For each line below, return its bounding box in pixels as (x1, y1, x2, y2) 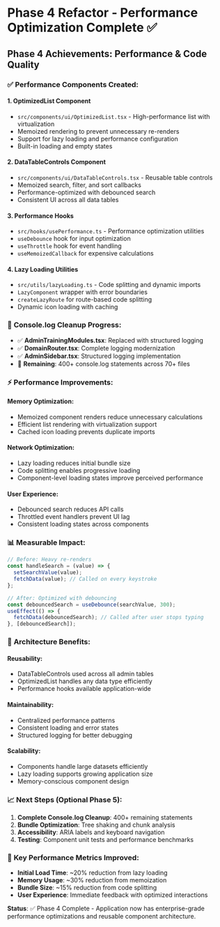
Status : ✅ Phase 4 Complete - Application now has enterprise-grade (7, 904, 205, 913)
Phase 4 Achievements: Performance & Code (7, 47, 207, 60)
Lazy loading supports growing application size (17, 770, 153, 778)
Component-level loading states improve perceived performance (17, 474, 203, 482)
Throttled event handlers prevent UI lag (17, 513, 130, 521)
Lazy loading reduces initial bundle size (17, 458, 131, 467)
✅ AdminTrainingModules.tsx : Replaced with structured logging (17, 336, 204, 344)
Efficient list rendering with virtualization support (17, 420, 157, 428)
